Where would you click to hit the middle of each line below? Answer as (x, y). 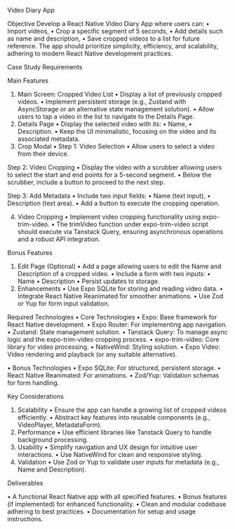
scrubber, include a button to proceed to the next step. (86, 182)
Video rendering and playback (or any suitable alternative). (92, 354)
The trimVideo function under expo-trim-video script (132, 224)
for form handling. (33, 383)
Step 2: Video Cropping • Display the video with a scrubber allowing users (115, 167)
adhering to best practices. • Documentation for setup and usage (102, 511)
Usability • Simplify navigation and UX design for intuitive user (107, 447)
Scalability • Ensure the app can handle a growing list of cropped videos (122, 410)
